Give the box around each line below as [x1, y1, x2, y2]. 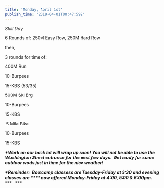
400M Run [5, 63, 27, 69]
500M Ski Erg [5, 92, 33, 98]
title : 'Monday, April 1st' [5, 7, 63, 12]
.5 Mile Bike [5, 121, 29, 126]
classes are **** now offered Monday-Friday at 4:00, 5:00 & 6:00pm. [5, 174, 152, 180]
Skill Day [5, 25, 23, 31]
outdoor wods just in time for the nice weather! [5, 159, 104, 165]
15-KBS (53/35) [5, 82, 37, 89]
